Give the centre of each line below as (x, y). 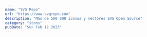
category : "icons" (24, 23)
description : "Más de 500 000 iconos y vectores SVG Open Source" (74, 18)
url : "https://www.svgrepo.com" (38, 14)
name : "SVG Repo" (23, 9)
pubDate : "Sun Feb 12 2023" (34, 27)
